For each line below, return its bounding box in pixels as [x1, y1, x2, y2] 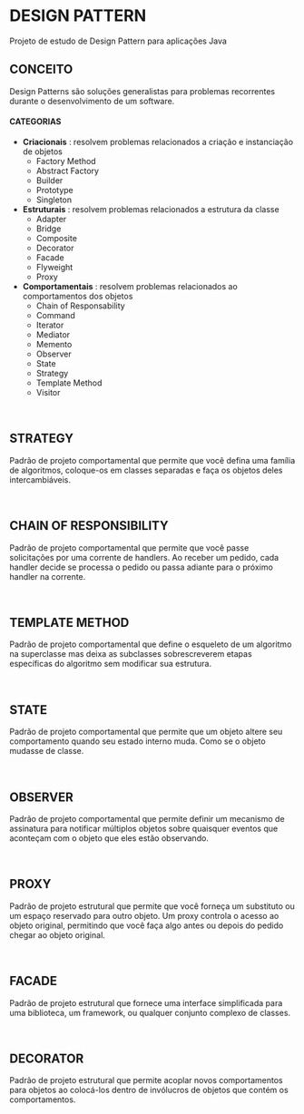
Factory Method [35, 155, 97, 166]
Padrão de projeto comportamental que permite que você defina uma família [9, 454, 296, 465]
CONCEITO [9, 62, 74, 77]
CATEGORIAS [9, 116, 62, 127]
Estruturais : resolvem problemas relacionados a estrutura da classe [22, 203, 279, 214]
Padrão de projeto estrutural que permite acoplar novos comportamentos [9, 1075, 283, 1086]
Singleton [35, 194, 73, 205]
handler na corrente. [9, 571, 86, 581]
